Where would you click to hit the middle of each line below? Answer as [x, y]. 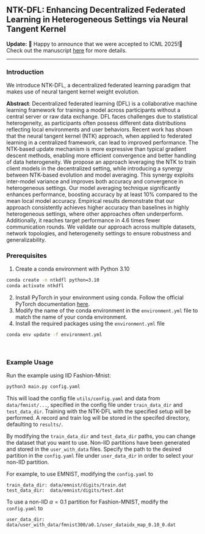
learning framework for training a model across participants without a [93, 110]
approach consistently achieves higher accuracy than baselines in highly [98, 208]
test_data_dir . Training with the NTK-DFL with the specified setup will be [99, 411]
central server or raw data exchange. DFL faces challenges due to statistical [102, 117]
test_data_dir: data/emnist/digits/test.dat [65, 491]
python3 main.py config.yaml [43, 387]
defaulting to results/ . [35, 425]
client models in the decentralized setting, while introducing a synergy [95, 169]
